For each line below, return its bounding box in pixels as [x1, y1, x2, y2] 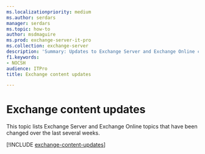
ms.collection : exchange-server [6, 43, 88, 49]
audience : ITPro [6, 65, 48, 72]
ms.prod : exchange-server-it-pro [6, 37, 92, 43]
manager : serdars [6, 20, 51, 26]
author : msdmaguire [6, 32, 56, 38]
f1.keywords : [6, 54, 40, 60]
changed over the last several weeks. [6, 129, 100, 137]
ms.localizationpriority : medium [6, 9, 92, 15]
